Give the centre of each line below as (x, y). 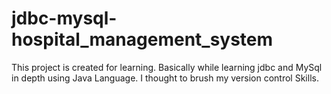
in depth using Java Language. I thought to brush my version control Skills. (165, 78)
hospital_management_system (142, 39)
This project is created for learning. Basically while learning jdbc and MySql (167, 67)
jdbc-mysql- (64, 18)
